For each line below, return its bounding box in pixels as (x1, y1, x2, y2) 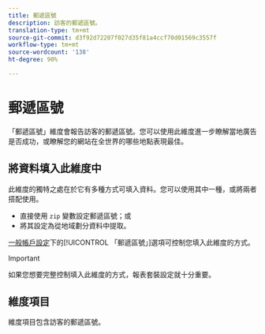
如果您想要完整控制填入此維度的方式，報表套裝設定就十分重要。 (8, 269, 215, 279)
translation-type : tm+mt (8, 26, 90, 34)
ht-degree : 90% (8, 56, 58, 64)
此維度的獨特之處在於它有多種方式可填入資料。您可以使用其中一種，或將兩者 (8, 184, 257, 193)
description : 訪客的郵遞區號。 (8, 19, 102, 27)
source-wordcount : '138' (8, 48, 90, 56)
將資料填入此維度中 (8, 162, 102, 175)
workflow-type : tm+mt (8, 41, 80, 49)
